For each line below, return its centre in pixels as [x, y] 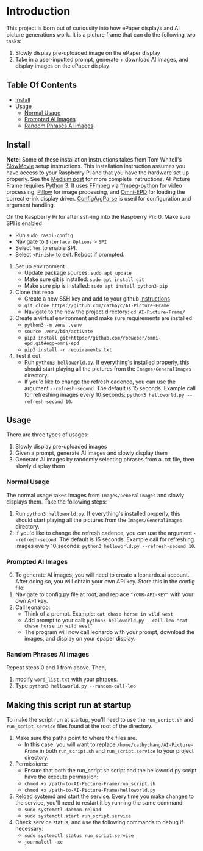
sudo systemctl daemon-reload [63, 810]
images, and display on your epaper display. [80, 638]
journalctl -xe [43, 842]
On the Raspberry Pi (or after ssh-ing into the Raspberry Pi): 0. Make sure [98, 216]
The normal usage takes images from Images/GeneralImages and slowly [95, 495]
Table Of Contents [42, 85]
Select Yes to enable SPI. [46, 247]
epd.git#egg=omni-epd [52, 343]
